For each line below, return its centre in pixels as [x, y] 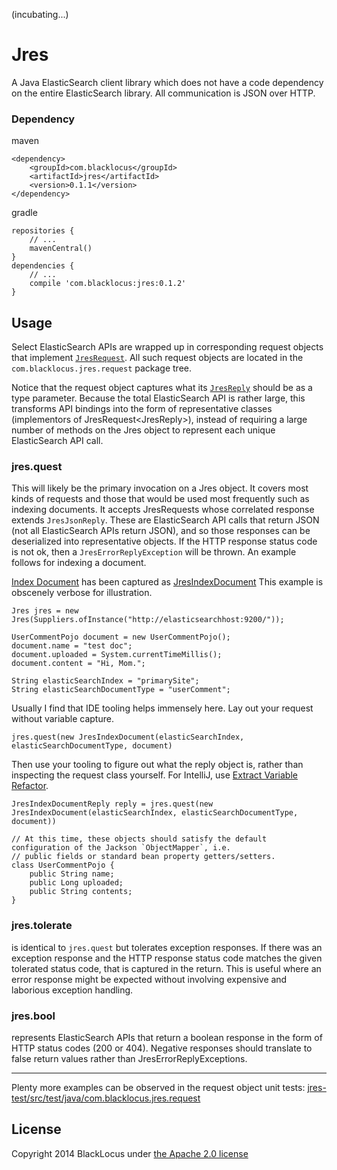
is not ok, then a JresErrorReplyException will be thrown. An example [154, 552]
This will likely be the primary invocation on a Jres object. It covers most [160, 488]
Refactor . [30, 786]
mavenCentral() [61, 249]
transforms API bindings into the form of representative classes [142, 409]
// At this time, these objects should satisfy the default [139, 839]
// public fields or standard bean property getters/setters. [143, 857]
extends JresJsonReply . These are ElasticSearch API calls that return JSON [165, 520]
